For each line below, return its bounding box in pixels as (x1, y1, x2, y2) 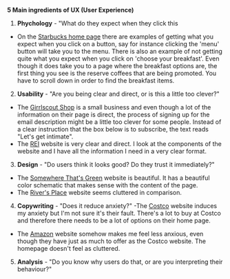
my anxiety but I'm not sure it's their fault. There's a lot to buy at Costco (17, 209, 222, 217)
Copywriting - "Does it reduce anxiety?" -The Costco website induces (17, 202, 218, 209)
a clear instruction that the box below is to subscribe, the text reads (17, 125, 209, 133)
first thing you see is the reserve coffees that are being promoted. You (17, 69, 217, 77)
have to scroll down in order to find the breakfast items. (17, 76, 175, 85)
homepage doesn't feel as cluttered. (17, 245, 121, 252)
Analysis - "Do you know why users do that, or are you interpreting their (17, 258, 223, 266)
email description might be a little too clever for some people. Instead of (17, 118, 222, 126)
